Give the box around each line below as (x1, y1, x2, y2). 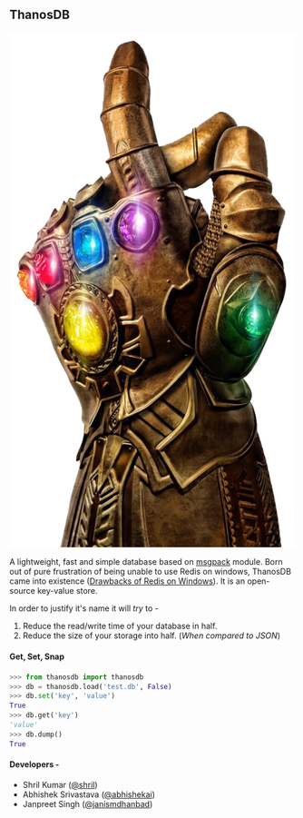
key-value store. (37, 586, 98, 596)
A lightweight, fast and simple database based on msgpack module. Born (9, 557, 283, 567)
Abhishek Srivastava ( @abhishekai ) (22, 789, 156, 800)
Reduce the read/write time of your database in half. (22, 621, 218, 632)
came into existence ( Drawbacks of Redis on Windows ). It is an (9, 576, 246, 586)
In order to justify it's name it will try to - (9, 603, 159, 614)
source (9, 586, 36, 596)
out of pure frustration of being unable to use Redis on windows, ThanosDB (9, 567, 292, 577)
